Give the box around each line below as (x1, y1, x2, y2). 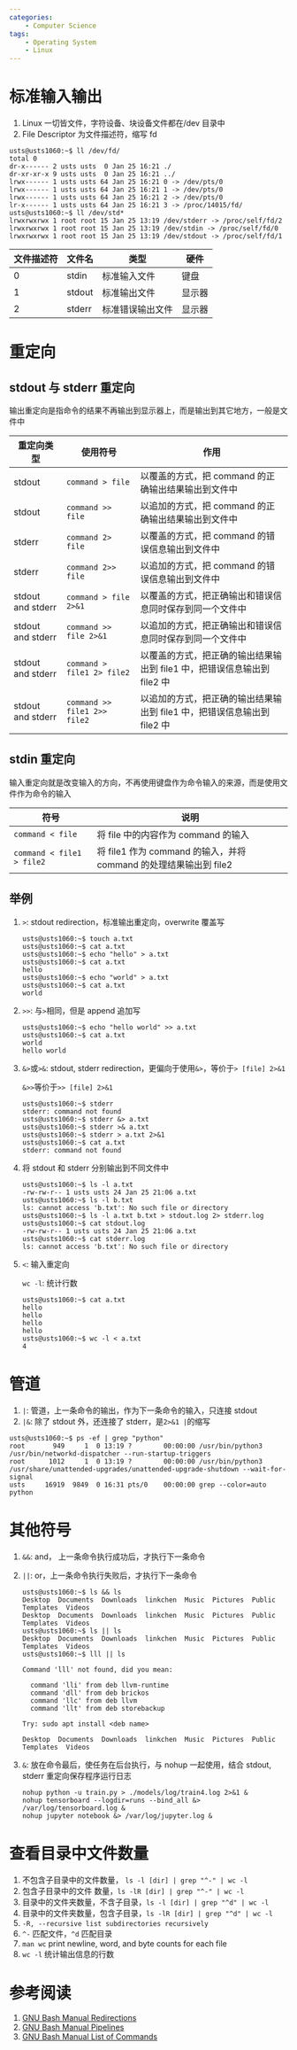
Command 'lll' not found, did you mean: (21, 1665, 173, 1674)
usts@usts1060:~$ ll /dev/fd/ (9, 147, 121, 156)
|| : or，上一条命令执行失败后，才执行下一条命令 (21, 1570, 197, 1580)
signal (9, 1472, 34, 1481)
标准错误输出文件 (102, 303, 174, 315)
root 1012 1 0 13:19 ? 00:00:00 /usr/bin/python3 (9, 1456, 263, 1466)
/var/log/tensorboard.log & (21, 1804, 126, 1813)
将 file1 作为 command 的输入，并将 (96, 845, 247, 858)
